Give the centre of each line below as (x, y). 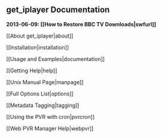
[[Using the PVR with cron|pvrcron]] (50, 116)
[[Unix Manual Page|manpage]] (45, 82)
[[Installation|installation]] (38, 47)
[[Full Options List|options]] (40, 93)
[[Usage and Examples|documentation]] (55, 59)
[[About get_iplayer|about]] (40, 36)
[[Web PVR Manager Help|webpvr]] (50, 128)
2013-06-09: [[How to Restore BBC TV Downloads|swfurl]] (81, 24)
